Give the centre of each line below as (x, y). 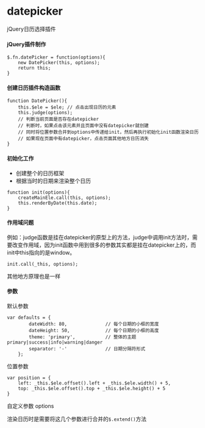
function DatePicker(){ (37, 101)
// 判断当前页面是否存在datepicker (59, 119)
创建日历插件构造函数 (34, 87)
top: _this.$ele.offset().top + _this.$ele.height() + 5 (92, 388)
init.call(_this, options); (43, 264)
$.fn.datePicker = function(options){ (56, 57)
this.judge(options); (45, 113)
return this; (34, 68)
